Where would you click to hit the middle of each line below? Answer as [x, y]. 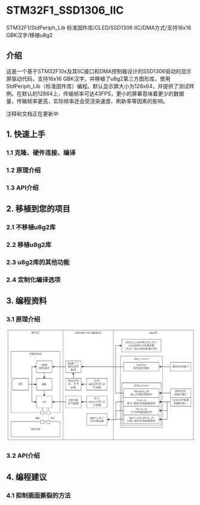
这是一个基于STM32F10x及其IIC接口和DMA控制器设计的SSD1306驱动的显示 [99, 71]
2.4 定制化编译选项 [33, 280]
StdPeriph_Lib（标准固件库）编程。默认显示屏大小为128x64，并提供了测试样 [100, 86]
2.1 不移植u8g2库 [31, 227]
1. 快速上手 [26, 134]
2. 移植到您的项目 [38, 209]
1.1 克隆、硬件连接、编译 [41, 153]
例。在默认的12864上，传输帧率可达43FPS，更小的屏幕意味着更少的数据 [95, 94]
